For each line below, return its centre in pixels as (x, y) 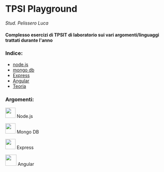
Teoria (19, 86)
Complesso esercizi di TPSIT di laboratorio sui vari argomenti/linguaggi (82, 35)
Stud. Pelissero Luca (27, 23)
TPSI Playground (41, 9)
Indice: (14, 53)
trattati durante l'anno (29, 40)
